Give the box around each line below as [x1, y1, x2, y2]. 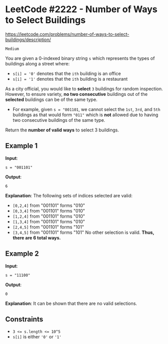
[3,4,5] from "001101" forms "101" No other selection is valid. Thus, [12, 229, 154, 235]
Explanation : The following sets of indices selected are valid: [5, 192, 133, 198]
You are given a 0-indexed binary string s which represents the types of [5, 55, 155, 61]
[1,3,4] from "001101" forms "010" [12, 218, 85, 224]
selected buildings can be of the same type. [5, 96, 98, 102]
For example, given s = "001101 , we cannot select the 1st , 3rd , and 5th [12, 106, 160, 112]
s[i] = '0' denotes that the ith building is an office [12, 70, 121, 77]
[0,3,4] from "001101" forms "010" [12, 208, 85, 214]
